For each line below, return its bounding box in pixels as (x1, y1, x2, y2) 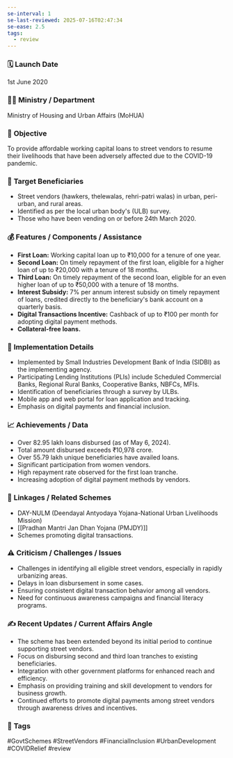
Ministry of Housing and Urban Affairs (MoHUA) (7, 111, 145, 119)
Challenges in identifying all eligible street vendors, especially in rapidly (17, 564, 223, 572)
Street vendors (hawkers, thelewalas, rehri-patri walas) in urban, (17, 192, 202, 200)
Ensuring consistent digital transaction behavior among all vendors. (17, 586, 211, 594)
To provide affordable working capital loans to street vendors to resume (7, 144, 213, 153)
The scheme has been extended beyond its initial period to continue (17, 638, 213, 646)
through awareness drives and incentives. (17, 704, 138, 712)
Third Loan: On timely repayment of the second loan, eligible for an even (17, 273, 227, 281)
